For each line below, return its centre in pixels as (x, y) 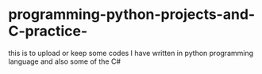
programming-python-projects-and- (132, 15)
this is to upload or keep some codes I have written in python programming (131, 53)
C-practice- (48, 31)
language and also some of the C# (65, 61)
